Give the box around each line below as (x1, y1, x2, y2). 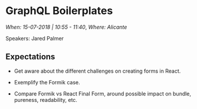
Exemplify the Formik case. (14, 79, 80, 86)
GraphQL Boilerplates (5, 4, 113, 18)
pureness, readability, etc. (14, 96, 78, 103)
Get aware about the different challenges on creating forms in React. (14, 67, 181, 74)
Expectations (5, 52, 55, 62)
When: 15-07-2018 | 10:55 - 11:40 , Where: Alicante (5, 23, 127, 30)
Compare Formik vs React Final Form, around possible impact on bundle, (14, 90, 192, 97)
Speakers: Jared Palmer (5, 35, 64, 42)
